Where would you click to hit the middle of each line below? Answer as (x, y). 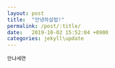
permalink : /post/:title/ (44, 26)
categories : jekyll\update (46, 39)
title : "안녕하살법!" (36, 20)
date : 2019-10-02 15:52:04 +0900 (58, 32)
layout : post (26, 13)
